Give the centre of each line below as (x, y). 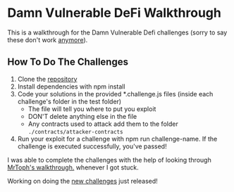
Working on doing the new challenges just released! (83, 181)
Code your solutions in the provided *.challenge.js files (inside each (115, 94)
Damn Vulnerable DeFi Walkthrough (115, 13)
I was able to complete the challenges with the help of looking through (109, 160)
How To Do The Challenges (68, 62)
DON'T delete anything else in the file (82, 116)
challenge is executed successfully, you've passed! (92, 146)
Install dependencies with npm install (71, 87)
